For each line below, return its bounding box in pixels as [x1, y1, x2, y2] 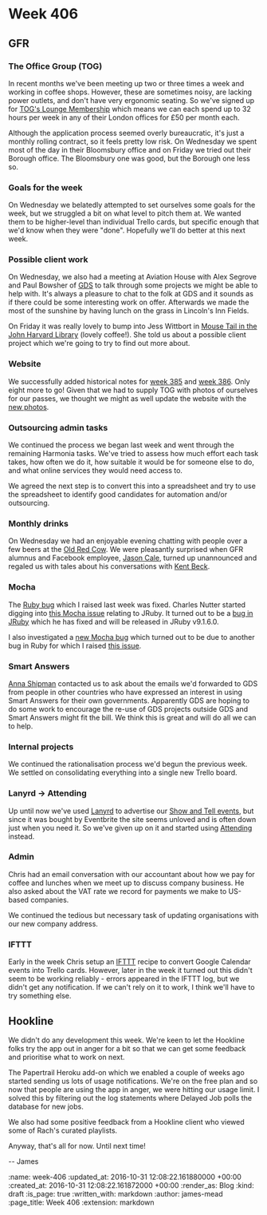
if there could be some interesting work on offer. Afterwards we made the [8, 297, 249, 308]
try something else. [8, 991, 72, 1001]
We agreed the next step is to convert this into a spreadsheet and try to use [8, 481, 257, 491]
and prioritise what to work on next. [8, 1052, 125, 1062]
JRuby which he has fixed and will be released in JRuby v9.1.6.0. [8, 617, 219, 626]
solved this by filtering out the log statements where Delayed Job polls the [8, 1093, 253, 1102]
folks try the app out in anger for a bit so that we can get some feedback [8, 1043, 246, 1053]
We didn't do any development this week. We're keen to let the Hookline [8, 1035, 245, 1045]
